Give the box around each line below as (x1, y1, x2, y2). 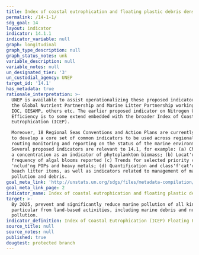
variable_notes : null (6, 63, 60, 70)
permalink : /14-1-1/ (6, 14, 57, 20)
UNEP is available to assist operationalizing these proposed (11, 97, 168, 103)
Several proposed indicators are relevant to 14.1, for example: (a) (11, 146, 187, 152)
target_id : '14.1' (6, 81, 52, 87)
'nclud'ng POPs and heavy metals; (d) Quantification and (11, 162, 158, 169)
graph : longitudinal (6, 42, 57, 48)
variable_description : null (6, 58, 76, 64)
